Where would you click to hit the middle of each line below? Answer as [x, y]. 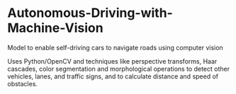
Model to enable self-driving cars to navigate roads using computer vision [115, 47]
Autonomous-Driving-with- [90, 13]
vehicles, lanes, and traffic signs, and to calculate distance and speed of [113, 76]
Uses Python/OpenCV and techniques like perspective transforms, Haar [112, 61]
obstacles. [22, 83]
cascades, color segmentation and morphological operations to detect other [119, 69]
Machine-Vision [56, 28]
